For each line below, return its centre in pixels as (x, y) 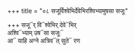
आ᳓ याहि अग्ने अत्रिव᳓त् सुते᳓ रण (44, 41)
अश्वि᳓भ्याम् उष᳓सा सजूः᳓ (36, 33)
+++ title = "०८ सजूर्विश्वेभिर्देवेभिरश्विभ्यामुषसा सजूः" (68, 11)
